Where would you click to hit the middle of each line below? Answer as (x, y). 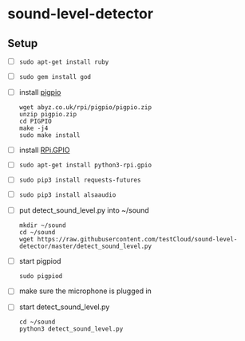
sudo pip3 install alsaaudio (67, 195)
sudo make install (49, 135)
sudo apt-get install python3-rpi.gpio (85, 165)
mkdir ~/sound (42, 225)
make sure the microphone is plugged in (85, 291)
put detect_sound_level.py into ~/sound (84, 210)
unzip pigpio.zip (48, 114)
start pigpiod (40, 261)
